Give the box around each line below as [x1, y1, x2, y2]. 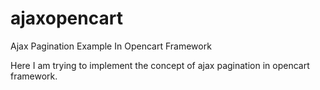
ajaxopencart [10, 7, 123, 30]
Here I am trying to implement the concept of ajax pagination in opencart [10, 59, 310, 71]
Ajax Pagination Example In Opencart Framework [10, 40, 212, 52]
